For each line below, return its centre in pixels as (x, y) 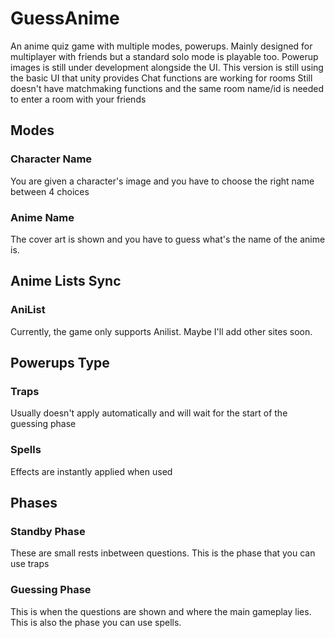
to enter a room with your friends (78, 99)
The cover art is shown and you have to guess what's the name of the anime (168, 239)
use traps (30, 564)
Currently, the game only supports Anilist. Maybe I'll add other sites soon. (161, 331)
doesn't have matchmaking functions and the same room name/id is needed (167, 88)
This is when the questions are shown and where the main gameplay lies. (161, 611)
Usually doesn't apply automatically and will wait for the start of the (149, 413)
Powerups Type (60, 363)
